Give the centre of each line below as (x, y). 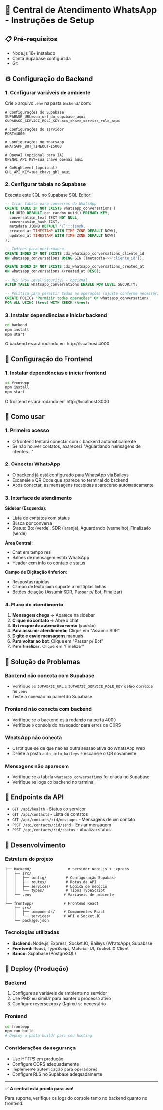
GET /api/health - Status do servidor (49, 809)
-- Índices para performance (34, 249)
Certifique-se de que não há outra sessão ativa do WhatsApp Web (78, 748)
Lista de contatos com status (41, 518)
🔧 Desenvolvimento (35, 845)
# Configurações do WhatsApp (34, 142)
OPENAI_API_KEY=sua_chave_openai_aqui (44, 159)
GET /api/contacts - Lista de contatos (50, 814)
